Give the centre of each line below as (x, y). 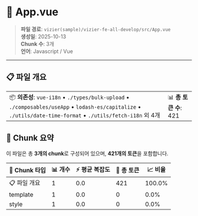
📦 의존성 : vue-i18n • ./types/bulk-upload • (69, 97)
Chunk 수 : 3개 (37, 44)
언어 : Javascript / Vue (47, 51)
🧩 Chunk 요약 (30, 138)
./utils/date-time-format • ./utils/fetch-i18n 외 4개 (85, 115)
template (21, 194)
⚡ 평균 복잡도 (93, 169)
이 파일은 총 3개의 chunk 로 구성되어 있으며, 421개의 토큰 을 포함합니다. (88, 153)
